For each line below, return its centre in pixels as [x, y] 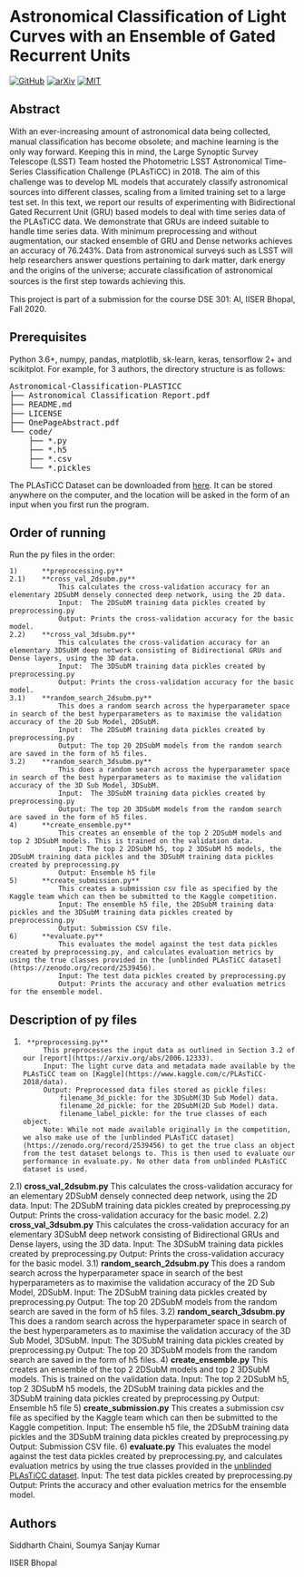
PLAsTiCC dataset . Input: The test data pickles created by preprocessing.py [151, 1475]
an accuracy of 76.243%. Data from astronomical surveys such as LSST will [151, 250]
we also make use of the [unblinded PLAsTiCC [110, 1138]
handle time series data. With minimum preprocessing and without [133, 230]
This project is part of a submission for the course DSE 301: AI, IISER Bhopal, [152, 299]
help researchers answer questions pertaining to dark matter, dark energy [147, 260]
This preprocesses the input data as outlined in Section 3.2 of [169, 1051]
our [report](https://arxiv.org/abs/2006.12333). [118, 1058]
